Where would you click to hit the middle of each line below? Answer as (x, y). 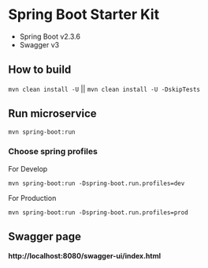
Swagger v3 (39, 44)
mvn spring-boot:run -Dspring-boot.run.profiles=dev (97, 183)
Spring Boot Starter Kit (84, 15)
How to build (40, 70)
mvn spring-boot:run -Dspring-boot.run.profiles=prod (98, 212)
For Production (32, 198)
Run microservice (52, 113)
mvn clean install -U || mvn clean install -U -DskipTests (104, 89)
